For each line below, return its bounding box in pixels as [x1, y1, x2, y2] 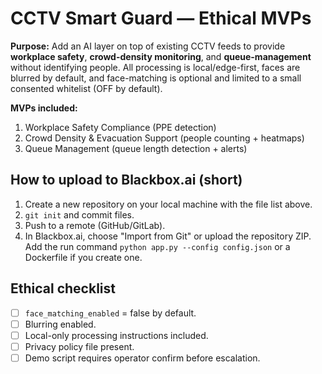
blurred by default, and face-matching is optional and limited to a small [10, 72, 302, 84]
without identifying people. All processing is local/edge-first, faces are [10, 61, 301, 73]
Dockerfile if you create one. [24, 251, 143, 263]
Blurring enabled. [24, 318, 97, 330]
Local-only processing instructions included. [24, 329, 209, 341]
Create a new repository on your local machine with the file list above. [24, 198, 313, 210]
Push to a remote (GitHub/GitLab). [24, 219, 166, 231]
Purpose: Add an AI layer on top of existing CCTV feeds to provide [10, 40, 286, 52]
